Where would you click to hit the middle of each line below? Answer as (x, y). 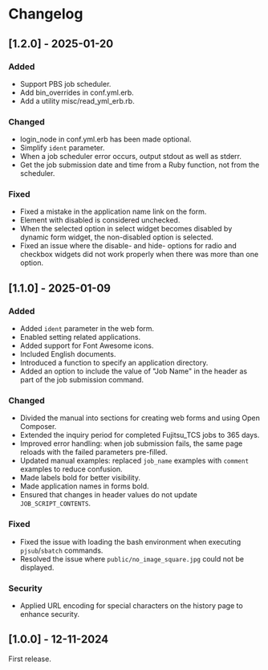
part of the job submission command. (82, 380)
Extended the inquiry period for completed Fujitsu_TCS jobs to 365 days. (140, 435)
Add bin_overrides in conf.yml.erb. (77, 92)
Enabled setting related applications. (80, 337)
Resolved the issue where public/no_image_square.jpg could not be (132, 558)
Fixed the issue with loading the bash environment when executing (130, 541)
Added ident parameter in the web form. (87, 329)
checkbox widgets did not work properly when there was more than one (139, 255)
